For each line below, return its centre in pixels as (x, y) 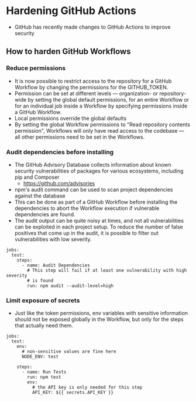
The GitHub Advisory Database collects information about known (93, 164)
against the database (40, 196)
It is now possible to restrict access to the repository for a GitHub (93, 81)
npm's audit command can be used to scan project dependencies (94, 189)
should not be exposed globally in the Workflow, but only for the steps (99, 319)
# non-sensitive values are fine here (69, 352)
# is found (40, 281)
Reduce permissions (36, 68)
